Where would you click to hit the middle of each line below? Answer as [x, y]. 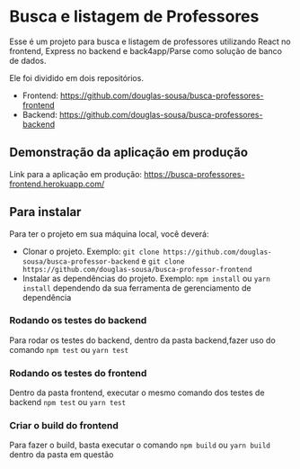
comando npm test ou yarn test [69, 349]
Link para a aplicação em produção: [75, 174]
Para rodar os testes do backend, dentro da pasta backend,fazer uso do [142, 340]
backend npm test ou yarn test [68, 402]
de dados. [28, 60]
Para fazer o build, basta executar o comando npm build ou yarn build [140, 445]
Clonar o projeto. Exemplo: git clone [91, 251]
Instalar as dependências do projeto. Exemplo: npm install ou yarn [146, 278]
